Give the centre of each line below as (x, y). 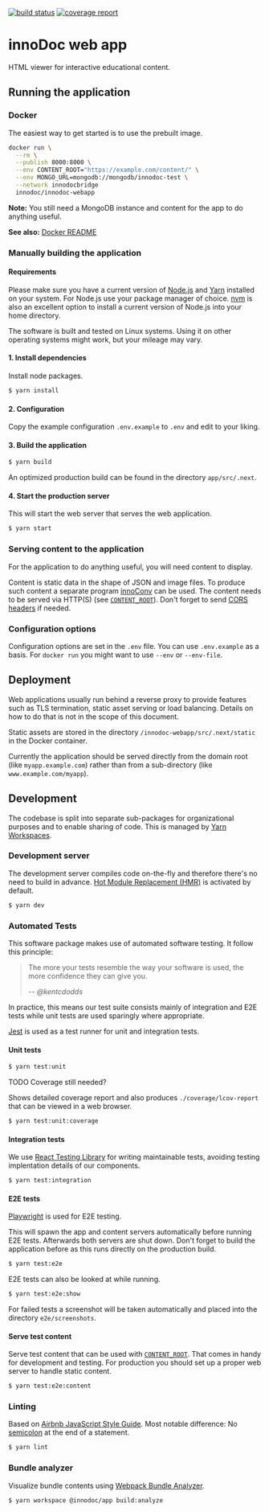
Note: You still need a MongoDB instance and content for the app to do (126, 207)
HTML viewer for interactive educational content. (90, 67)
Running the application (69, 92)
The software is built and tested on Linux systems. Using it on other (120, 331)
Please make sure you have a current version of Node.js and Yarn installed (131, 290)
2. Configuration (36, 409)
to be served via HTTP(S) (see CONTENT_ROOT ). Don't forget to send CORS (128, 599)
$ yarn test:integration (50, 1181)
